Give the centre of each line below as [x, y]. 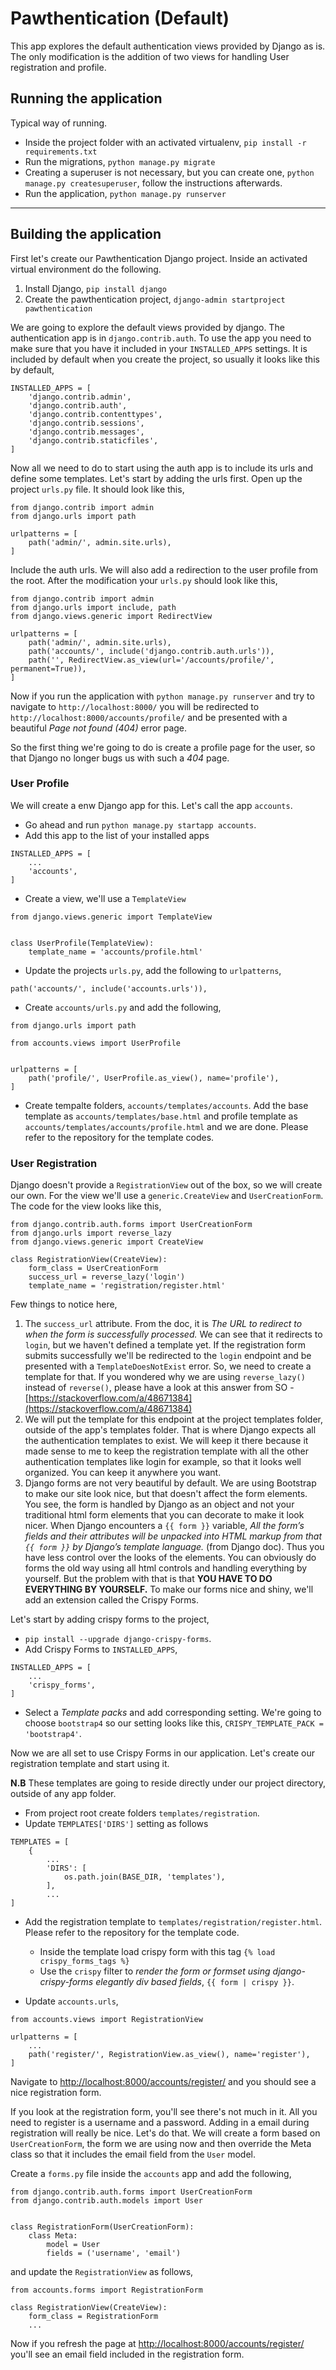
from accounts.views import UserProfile [96, 1043]
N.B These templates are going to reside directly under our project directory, [168, 1783]
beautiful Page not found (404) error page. [99, 728]
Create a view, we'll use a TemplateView [105, 898]
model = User [73, 2245]
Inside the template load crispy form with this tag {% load [157, 1952]
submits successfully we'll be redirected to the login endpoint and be [168, 1356]
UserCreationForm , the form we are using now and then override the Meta [161, 2144]
